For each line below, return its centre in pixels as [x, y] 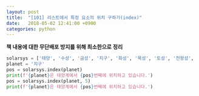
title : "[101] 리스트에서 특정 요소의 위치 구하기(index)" [74, 18]
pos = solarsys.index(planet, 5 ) [49, 81]
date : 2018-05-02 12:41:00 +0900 [51, 23]
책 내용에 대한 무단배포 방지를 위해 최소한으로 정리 [65, 47]
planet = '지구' [25, 64]
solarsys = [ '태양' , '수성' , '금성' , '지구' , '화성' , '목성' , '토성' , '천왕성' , [100, 58]
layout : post [23, 12]
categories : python [31, 29]
